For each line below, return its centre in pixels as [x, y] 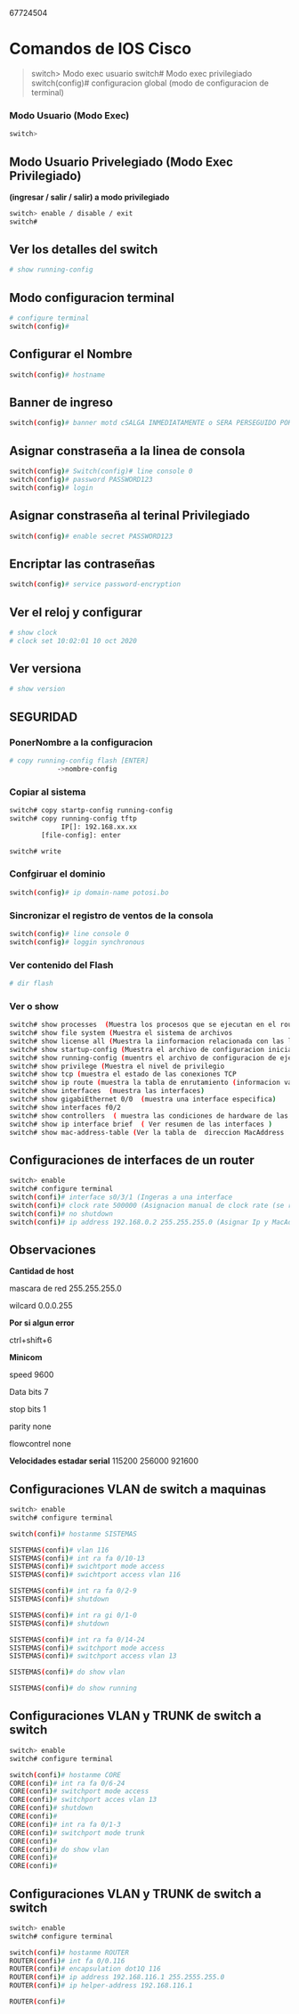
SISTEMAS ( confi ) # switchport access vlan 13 [93, 1656]
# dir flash [31, 983]
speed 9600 [32, 1374]
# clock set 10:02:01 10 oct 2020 [73, 640]
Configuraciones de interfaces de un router [132, 1160]
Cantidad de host [41, 1271]
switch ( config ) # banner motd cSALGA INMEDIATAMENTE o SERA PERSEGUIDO [143, 423]
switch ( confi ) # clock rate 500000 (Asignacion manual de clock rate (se [147, 1205]
